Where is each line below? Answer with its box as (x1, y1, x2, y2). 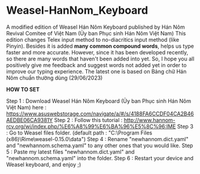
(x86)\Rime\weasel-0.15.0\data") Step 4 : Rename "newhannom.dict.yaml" (6, 135, 189, 142)
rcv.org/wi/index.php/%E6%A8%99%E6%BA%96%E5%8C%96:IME (6, 123, 176, 130)
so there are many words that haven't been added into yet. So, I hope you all (6, 55, 195, 62)
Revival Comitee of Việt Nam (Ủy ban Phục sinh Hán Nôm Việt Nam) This (6, 29, 186, 36)
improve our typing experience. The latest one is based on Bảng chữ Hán (6, 68, 187, 75)
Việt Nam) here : (6, 103, 47, 111)
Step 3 (177, 123, 193, 130)
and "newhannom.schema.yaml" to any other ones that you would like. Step (6, 142, 193, 149)
